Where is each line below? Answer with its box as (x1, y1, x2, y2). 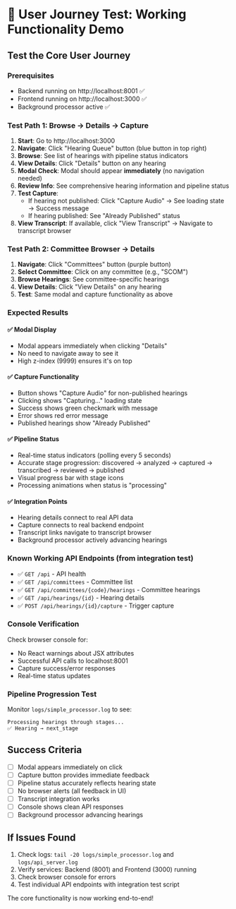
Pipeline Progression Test (7, 689, 97, 699)
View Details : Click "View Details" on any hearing (17, 282, 162, 291)
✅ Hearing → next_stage (7, 725, 79, 733)
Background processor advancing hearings (17, 811, 143, 819)
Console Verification (7, 619, 80, 629)
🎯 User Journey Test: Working (7, 6, 187, 23)
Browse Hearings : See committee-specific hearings (17, 275, 170, 284)
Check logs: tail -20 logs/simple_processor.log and (17, 850, 174, 859)
